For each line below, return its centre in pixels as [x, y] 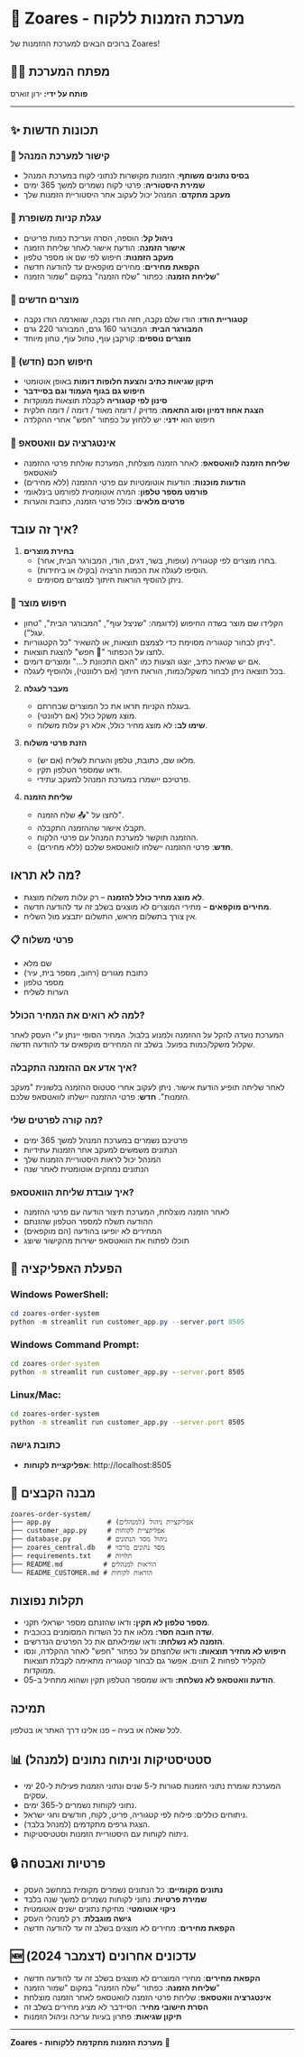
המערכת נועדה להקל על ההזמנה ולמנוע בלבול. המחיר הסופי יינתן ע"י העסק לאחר [147, 1035]
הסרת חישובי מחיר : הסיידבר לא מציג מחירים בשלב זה [115, 2006]
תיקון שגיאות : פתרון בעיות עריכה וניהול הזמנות [102, 2016]
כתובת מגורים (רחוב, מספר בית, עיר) [85, 973]
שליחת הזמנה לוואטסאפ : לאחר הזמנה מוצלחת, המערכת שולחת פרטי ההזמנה [157, 463]
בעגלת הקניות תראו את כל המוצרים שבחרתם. [114, 706]
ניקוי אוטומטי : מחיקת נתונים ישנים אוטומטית [100, 1908]
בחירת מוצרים [49, 551]
